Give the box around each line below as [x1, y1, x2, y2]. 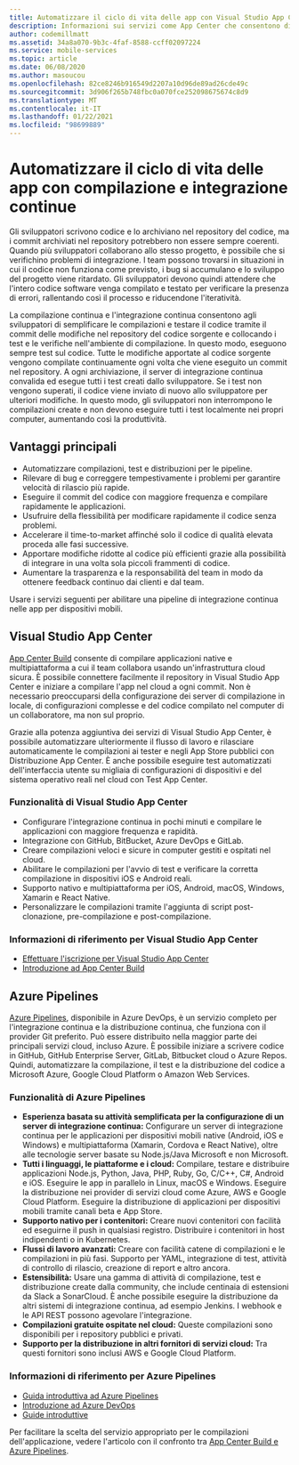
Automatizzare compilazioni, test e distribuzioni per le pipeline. [21, 463, 253, 473]
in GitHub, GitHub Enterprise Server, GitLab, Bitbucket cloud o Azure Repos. [9, 1049, 287, 1060]
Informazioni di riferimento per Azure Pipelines [9, 1370, 216, 1382]
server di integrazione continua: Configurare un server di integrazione [21, 1121, 283, 1131]
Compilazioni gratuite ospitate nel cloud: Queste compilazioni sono [21, 1319, 273, 1331]
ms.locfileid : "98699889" [9, 121, 105, 130]
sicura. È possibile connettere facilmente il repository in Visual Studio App [9, 671, 280, 682]
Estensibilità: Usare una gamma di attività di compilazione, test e [21, 1272, 262, 1283]
